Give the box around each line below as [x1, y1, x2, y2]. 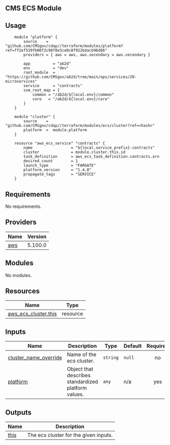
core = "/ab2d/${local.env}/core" [32, 97, 110, 102]
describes [67, 372, 91, 379]
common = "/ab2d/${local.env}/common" [32, 92, 114, 98]
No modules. [5, 272, 32, 278]
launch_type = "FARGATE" [23, 163, 96, 168]
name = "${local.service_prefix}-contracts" [23, 145, 155, 151]
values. [67, 391, 84, 398]
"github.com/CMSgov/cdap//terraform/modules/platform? [5, 43, 123, 49]
